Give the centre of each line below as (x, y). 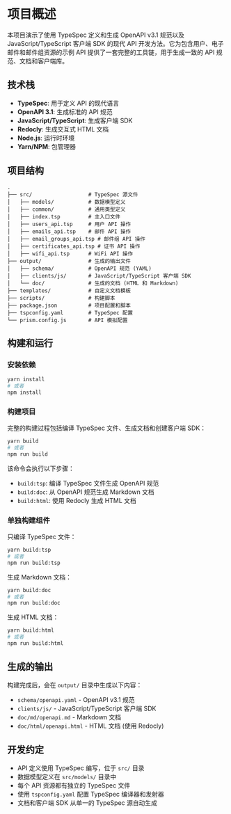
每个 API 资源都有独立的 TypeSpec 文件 (74, 785)
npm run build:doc (34, 603)
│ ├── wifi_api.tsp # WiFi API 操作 (70, 254)
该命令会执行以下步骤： (41, 468)
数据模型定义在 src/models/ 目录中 (67, 776)
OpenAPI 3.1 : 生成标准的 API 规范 (65, 111)
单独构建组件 (29, 520)
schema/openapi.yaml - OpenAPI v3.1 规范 (76, 699)
